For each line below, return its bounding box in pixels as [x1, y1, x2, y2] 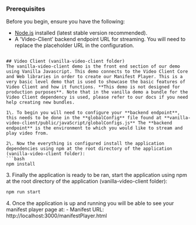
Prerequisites [6, 5, 45, 13]
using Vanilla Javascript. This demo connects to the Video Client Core [6, 69, 188, 75]
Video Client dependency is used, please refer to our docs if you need [6, 95, 188, 100]
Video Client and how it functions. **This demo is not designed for [6, 84, 181, 90]
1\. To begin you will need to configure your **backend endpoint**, [6, 110, 181, 116]
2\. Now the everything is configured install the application [6, 140, 165, 147]
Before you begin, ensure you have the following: [6, 18, 125, 25]
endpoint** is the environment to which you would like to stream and [6, 125, 183, 131]
